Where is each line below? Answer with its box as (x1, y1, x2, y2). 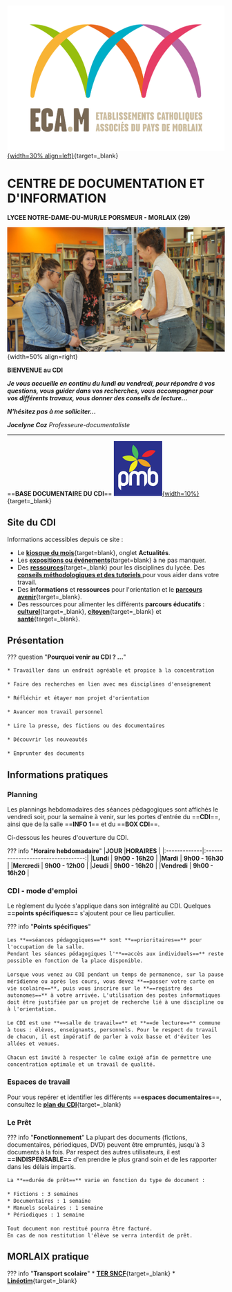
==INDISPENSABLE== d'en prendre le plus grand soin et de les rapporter (7, 1155, 217, 1163)
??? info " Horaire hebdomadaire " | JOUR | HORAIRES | (7, 847, 161, 855)
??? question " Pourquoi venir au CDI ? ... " (7, 653, 126, 662)
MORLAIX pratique (7, 1251, 90, 1263)
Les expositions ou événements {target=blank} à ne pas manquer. (17, 556, 206, 564)
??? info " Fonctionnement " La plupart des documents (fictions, (7, 1133, 188, 1142)
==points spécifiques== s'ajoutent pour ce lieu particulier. (7, 909, 175, 917)
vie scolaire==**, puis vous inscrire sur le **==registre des (7, 985, 193, 992)
